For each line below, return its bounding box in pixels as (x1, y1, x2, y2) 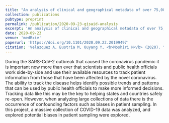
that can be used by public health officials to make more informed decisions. (5, 85, 164, 91)
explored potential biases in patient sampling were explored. (5, 111, 130, 118)
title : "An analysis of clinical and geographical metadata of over (5, 7, 152, 13)
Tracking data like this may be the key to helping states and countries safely (5, 90, 162, 96)
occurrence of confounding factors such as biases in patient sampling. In (5, 101, 157, 107)
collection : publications (5, 12, 59, 17)
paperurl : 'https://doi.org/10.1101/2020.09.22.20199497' (5, 40, 129, 45)
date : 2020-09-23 (5, 31, 42, 36)
